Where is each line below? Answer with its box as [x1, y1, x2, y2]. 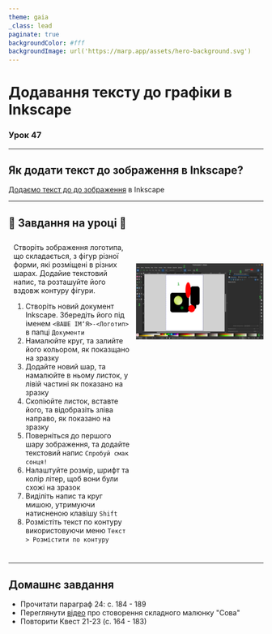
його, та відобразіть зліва [25, 405, 113, 415]
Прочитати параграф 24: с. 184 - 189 [19, 599, 147, 609]
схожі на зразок [25, 483, 81, 493]
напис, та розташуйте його [13, 277, 106, 287]
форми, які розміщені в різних [13, 260, 117, 270]
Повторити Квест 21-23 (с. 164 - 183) [19, 617, 147, 627]
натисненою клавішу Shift [25, 508, 118, 519]
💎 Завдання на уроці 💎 [8, 216, 127, 230]
